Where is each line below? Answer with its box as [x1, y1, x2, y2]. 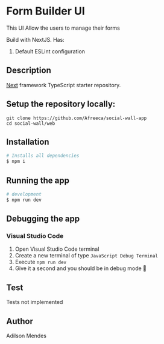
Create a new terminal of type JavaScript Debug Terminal [14, 252, 159, 259]
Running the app [6, 175, 69, 185]
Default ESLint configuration [14, 47, 86, 55]
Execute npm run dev [14, 259, 67, 266]
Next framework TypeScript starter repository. [6, 81, 121, 88]
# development [6, 191, 42, 197]
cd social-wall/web [6, 120, 55, 127]
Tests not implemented [6, 299, 63, 306]
